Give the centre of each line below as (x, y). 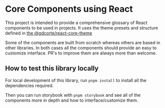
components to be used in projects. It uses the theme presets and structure (82, 27)
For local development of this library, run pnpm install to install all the (76, 80)
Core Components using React (69, 9)
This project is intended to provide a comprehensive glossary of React (76, 23)
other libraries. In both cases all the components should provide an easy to (81, 48)
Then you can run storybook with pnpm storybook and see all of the (73, 95)
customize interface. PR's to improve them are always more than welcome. (81, 53)
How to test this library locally (52, 68)
